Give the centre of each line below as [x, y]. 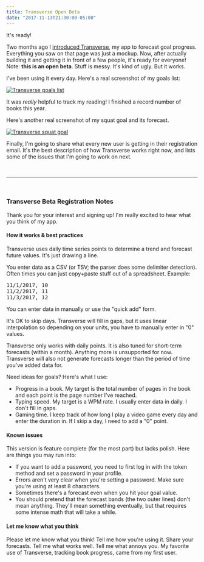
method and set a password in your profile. [69, 474]
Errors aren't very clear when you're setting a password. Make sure [99, 480]
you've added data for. [35, 365]
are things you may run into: [41, 455]
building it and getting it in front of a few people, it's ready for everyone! [96, 60]
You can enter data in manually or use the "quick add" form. [81, 309]
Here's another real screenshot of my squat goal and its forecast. [88, 120]
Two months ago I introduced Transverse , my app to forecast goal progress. [101, 47]
